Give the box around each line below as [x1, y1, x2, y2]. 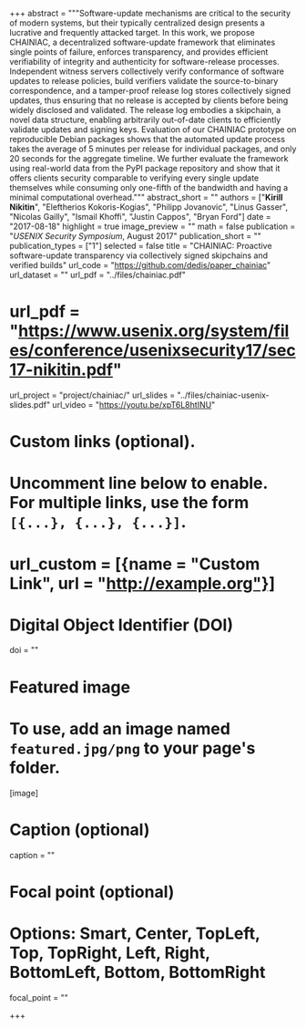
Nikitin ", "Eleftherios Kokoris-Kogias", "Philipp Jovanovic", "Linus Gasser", [9, 202, 289, 213]
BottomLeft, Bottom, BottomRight [9, 961, 266, 982]
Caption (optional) [9, 819, 150, 840]
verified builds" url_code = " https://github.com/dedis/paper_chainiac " [9, 260, 271, 270]
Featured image [9, 677, 130, 697]
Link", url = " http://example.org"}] [9, 573, 276, 594]
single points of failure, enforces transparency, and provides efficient [9, 47, 269, 57]
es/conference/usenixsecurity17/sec [9, 340, 296, 361]
